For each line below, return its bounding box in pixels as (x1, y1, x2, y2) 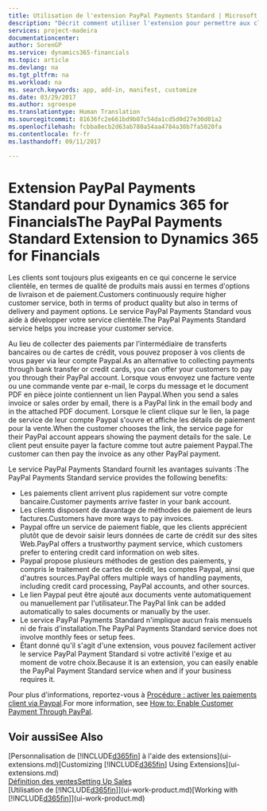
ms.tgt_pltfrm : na (8, 71, 69, 79)
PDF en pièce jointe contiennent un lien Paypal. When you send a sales (8, 390, 239, 399)
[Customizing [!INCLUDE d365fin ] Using (58, 760, 188, 770)
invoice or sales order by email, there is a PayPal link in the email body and (8, 398, 253, 408)
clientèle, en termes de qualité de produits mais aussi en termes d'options (8, 281, 250, 291)
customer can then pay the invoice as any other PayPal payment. (8, 449, 221, 459)
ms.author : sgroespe (8, 100, 77, 108)
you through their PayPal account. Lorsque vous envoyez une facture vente (8, 373, 256, 382)
